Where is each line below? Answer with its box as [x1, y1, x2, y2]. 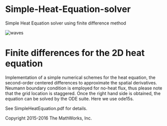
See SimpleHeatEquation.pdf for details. [5, 105, 88, 111]
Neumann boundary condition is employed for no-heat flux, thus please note [5, 85, 163, 91]
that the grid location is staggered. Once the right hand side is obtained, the [5, 90, 161, 96]
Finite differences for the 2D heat [5, 47, 145, 58]
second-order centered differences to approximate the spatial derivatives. [5, 79, 157, 85]
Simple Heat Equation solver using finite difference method [5, 20, 126, 26]
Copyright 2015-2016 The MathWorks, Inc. [5, 115, 92, 121]
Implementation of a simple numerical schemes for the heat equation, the [5, 74, 156, 80]
